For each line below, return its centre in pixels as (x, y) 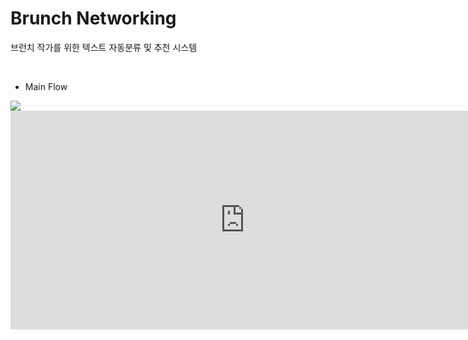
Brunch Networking (93, 18)
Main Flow (46, 86)
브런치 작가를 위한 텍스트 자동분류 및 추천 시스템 (104, 47)
